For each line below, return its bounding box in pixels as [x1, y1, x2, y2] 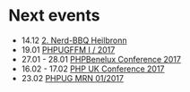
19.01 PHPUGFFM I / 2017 [21, 44, 116, 54]
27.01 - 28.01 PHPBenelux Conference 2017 [21, 54, 181, 64]
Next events [8, 5, 100, 26]
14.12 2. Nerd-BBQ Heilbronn [21, 35, 127, 46]
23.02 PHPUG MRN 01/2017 [21, 72, 125, 83]
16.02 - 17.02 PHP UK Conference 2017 [21, 63, 165, 74]
